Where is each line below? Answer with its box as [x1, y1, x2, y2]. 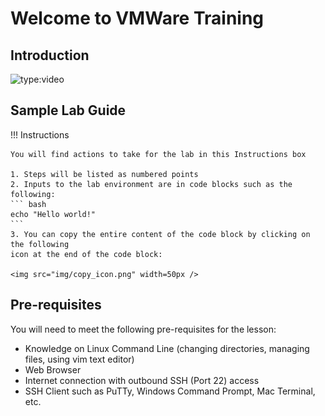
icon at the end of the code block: [10, 249, 163, 259]
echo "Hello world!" [10, 209, 97, 219]
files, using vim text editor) [24, 353, 135, 365]
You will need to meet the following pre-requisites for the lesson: [10, 323, 277, 335]
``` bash [10, 199, 47, 209]
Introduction [10, 47, 90, 64]
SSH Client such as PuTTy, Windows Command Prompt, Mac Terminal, [24, 385, 316, 397]
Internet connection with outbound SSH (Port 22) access [24, 374, 260, 386]
